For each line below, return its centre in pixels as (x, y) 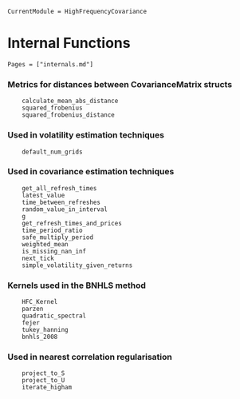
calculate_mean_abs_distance (70, 101)
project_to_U (43, 381)
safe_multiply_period (57, 237)
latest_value (43, 195)
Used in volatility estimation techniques (86, 135)
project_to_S (43, 373)
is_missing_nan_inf (54, 251)
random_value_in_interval (65, 209)
